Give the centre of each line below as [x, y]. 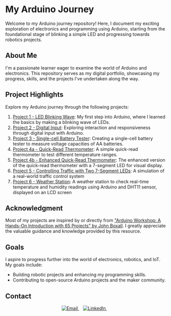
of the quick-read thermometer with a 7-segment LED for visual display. [88, 165]
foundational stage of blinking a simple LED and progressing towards [78, 34]
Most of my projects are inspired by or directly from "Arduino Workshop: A [83, 220]
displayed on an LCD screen [42, 192]
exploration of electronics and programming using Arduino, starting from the [85, 28]
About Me [21, 56]
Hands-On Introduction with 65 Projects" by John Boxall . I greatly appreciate [85, 226]
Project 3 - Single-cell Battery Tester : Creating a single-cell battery [83, 138]
